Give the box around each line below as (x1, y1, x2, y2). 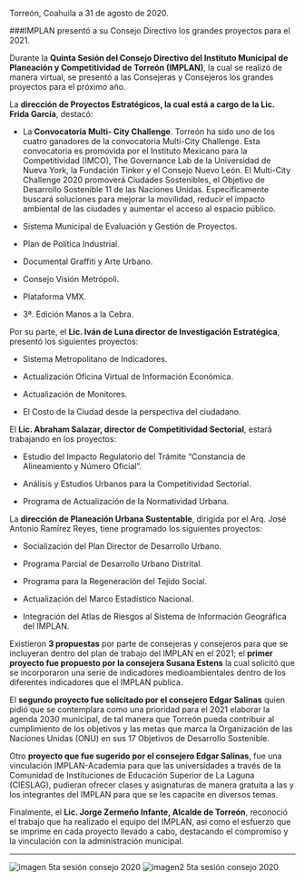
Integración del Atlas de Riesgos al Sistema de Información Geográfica (22, 612, 288, 622)
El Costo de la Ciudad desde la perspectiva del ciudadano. (22, 406, 242, 416)
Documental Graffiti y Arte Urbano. (22, 256, 153, 267)
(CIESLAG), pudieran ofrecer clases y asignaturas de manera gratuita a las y (9, 779, 295, 790)
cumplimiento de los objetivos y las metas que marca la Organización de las (9, 723, 293, 734)
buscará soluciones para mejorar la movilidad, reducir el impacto (22, 194, 266, 204)
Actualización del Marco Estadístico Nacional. (22, 593, 194, 604)
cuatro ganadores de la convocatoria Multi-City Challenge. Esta (22, 136, 261, 146)
